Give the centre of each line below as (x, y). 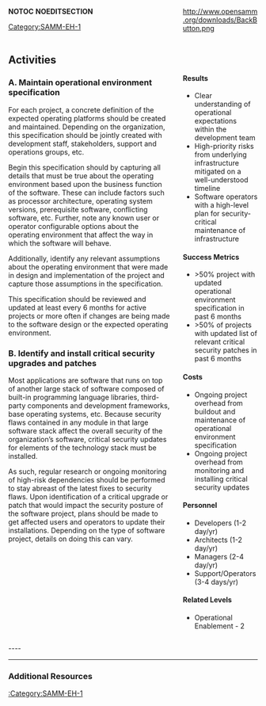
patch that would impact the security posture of (86, 505)
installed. (23, 456)
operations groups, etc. (46, 152)
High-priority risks (224, 147)
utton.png (199, 28)
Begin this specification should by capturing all (84, 167)
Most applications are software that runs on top (85, 380)
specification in (219, 308)
